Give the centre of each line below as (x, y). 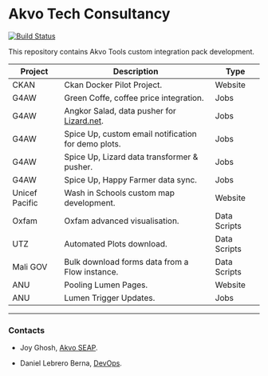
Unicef (25, 193)
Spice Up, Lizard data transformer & (131, 157)
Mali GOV (30, 266)
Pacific (25, 202)
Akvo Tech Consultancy (89, 14)
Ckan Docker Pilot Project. (113, 85)
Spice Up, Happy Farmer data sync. (130, 179)
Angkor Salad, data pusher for (120, 110)
